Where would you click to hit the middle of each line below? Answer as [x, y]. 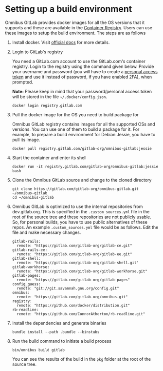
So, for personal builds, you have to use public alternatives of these [80, 222]
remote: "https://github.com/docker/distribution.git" [73, 305]
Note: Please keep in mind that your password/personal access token [82, 91]
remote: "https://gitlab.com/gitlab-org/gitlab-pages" [73, 280]
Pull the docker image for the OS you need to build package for [75, 114]
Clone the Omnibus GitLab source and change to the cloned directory [82, 180]
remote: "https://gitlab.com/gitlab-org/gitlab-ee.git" [74, 254]
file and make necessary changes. [46, 232]
